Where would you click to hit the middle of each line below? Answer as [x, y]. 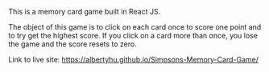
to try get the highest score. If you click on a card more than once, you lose [133, 36]
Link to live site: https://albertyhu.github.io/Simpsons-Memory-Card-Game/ [134, 60]
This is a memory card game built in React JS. [85, 12]
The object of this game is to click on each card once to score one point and [135, 27]
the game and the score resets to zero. [72, 44]
